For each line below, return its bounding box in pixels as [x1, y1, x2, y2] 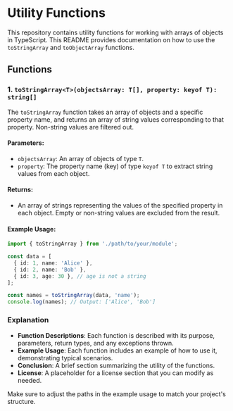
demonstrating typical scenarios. [17, 353, 113, 362]
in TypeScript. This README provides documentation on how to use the [7, 35, 215, 44]
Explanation [7, 315, 49, 325]
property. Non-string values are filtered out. [7, 122, 134, 131]
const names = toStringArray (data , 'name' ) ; [7, 292, 140, 299]
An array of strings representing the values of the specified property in [17, 201, 223, 210]
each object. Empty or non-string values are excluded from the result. [17, 209, 220, 217]
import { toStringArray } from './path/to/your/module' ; [7, 241, 178, 248]
